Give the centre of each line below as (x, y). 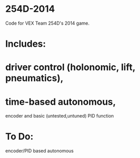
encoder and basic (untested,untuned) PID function (60, 116)
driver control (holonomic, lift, (70, 67)
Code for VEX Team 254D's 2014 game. (47, 23)
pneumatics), (34, 78)
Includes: (26, 44)
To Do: (19, 137)
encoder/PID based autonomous (39, 151)
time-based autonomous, (61, 102)
